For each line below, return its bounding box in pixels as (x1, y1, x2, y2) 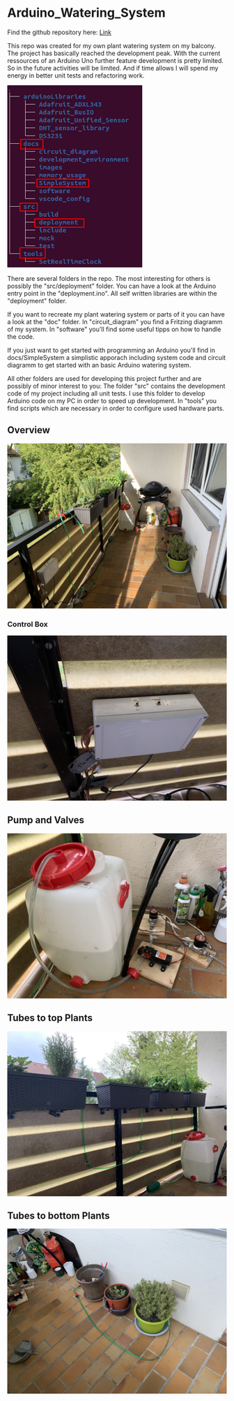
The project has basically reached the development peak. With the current (7, 49, 221, 57)
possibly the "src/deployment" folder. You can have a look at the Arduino (7, 282, 217, 290)
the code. (7, 332, 35, 340)
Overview (7, 424, 51, 436)
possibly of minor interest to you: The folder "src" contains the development (7, 382, 226, 390)
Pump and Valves (7, 814, 85, 826)
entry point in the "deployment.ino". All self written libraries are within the (7, 289, 217, 298)
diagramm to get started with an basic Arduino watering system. (7, 361, 192, 369)
